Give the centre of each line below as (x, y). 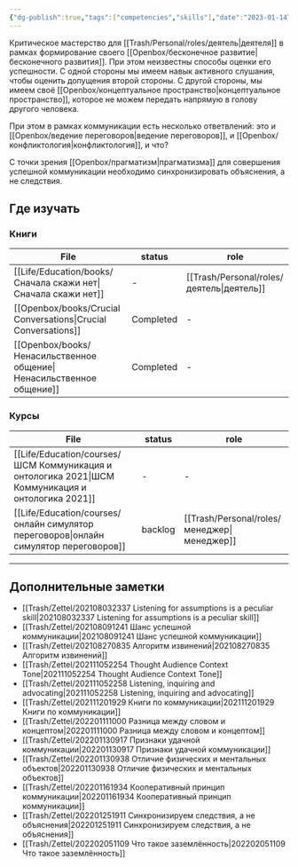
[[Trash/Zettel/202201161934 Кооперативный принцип (123, 787)
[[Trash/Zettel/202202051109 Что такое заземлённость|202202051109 (154, 844)
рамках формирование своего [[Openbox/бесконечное (114, 52)
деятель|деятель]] (226, 288)
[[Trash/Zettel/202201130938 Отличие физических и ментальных (144, 759)
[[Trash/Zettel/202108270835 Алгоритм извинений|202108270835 (146, 646)
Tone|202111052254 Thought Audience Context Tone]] (122, 674)
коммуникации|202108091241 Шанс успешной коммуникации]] (142, 636)
